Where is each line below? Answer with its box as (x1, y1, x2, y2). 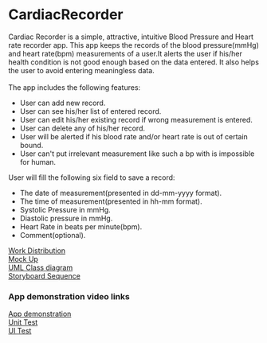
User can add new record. (19, 98, 106, 107)
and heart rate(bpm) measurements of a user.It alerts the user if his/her (8, 49, 243, 58)
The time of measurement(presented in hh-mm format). (19, 197, 203, 206)
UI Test (8, 326, 32, 336)
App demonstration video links (8, 290, 130, 302)
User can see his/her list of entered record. (19, 106, 162, 116)
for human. (19, 157, 57, 166)
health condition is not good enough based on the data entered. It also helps (8, 57, 259, 67)
